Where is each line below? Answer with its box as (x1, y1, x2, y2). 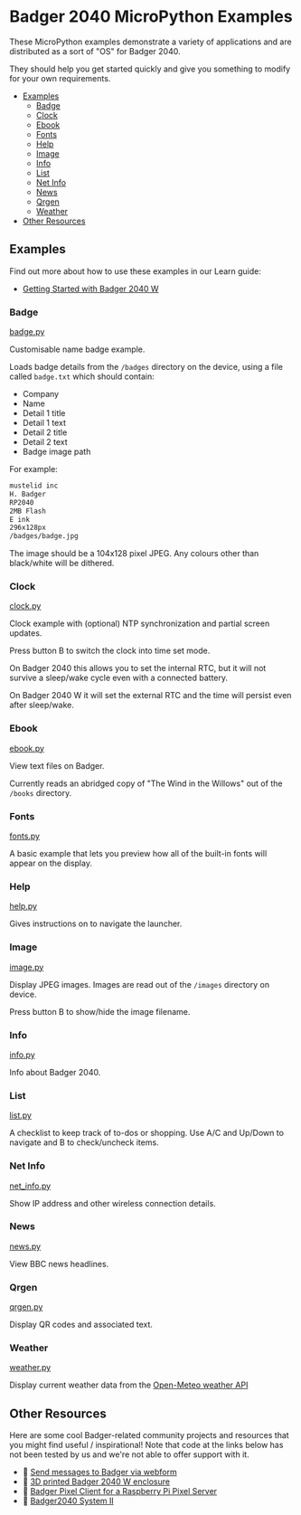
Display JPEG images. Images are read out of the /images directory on (9, 979, 270, 989)
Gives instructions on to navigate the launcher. (9, 918, 183, 929)
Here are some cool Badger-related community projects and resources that (9, 1430, 289, 1441)
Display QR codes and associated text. (9, 1319, 154, 1330)
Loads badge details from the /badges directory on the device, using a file (9, 362, 283, 373)
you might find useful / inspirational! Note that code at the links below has (9, 1440, 284, 1451)
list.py (9, 1110, 32, 1121)
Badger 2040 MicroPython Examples (9, 6, 293, 27)
